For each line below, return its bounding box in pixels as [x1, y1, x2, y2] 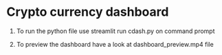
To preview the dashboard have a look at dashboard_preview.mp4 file [16, 40, 214, 48]
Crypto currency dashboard [6, 4, 169, 20]
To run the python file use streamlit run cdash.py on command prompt [16, 27, 215, 35]
